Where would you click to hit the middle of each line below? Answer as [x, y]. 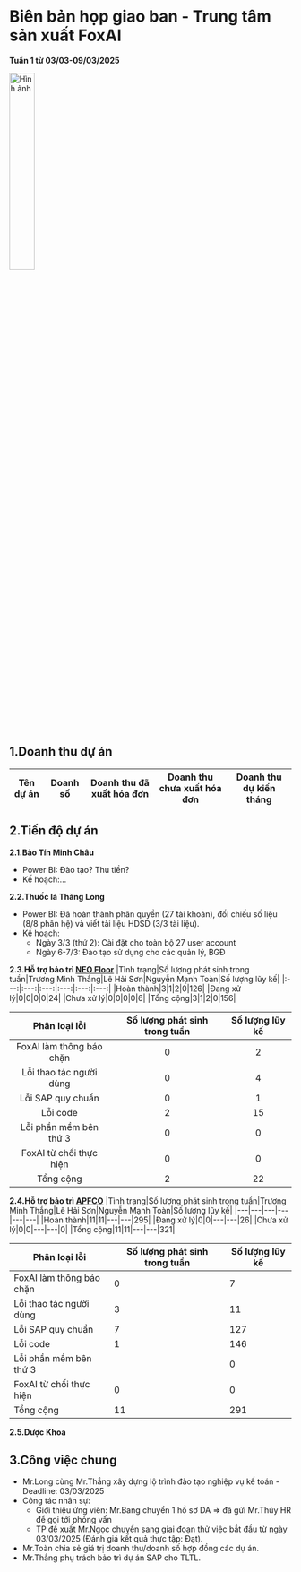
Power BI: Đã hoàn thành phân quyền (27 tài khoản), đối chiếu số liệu [150, 914]
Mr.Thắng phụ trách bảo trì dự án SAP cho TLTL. [112, 1558]
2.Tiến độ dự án [54, 831]
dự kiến [259, 788]
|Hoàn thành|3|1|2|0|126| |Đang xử [177, 989]
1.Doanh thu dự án [61, 751]
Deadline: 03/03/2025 [63, 1491]
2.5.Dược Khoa [38, 1432]
